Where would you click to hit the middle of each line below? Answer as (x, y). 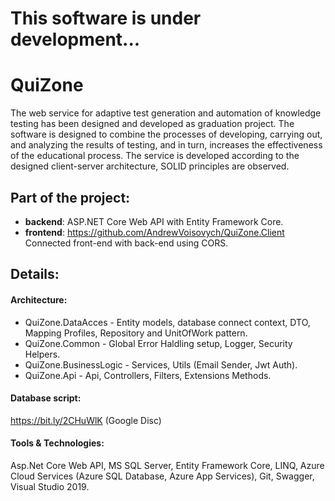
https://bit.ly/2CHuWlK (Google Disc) (86, 420)
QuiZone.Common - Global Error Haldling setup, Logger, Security (158, 343)
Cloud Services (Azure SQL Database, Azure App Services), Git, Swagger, (162, 476)
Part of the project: (70, 197)
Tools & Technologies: (57, 443)
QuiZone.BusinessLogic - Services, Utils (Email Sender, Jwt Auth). (161, 364)
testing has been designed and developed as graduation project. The (152, 124)
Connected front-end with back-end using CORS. (126, 243)
